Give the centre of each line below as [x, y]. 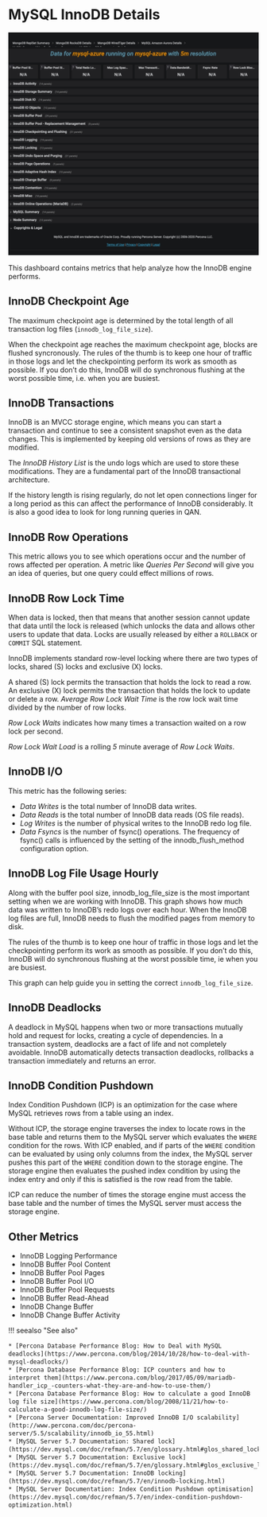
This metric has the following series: [68, 791]
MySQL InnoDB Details [84, 15]
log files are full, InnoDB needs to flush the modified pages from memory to [132, 918]
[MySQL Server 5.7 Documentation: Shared [85, 1441]
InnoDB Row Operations [68, 537]
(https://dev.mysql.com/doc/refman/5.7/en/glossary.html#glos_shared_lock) [136, 1449]
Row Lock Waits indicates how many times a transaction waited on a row [127, 723]
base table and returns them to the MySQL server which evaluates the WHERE [133, 1137]
